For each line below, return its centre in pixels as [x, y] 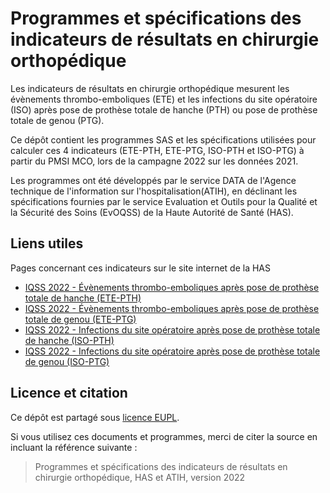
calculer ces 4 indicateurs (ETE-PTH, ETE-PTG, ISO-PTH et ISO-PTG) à [157, 150]
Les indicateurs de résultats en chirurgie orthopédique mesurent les [150, 88]
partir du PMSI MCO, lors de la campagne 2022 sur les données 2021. [154, 161]
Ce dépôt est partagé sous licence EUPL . [95, 417]
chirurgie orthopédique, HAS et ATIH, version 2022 [140, 477]
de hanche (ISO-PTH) [69, 340]
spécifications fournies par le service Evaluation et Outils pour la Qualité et [164, 201]
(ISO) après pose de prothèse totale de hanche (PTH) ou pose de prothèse [164, 109]
